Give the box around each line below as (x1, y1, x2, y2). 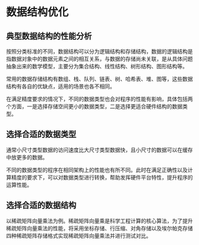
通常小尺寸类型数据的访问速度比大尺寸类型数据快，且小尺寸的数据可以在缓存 (6, 146, 193, 153)
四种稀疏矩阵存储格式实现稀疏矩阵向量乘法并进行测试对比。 (6, 232, 152, 239)
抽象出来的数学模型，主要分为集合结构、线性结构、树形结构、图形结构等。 (6, 63, 188, 70)
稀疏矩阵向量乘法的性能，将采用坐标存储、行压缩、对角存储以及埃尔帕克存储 (6, 224, 193, 232)
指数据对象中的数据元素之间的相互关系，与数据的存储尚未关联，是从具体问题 (6, 55, 193, 62)
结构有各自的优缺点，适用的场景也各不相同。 (6, 83, 115, 90)
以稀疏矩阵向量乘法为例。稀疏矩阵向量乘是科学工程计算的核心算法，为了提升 (6, 217, 193, 224)
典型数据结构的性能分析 (6, 31, 92, 41)
